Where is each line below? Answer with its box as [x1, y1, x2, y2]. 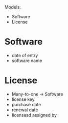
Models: [4, 4, 21, 10]
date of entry [11, 52, 38, 58]
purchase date [11, 101, 41, 107]
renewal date [11, 107, 38, 113]
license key [11, 96, 35, 102]
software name [11, 58, 43, 63]
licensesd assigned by [11, 112, 57, 118]
